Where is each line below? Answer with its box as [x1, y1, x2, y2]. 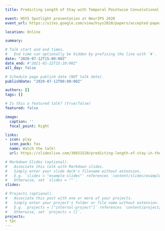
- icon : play [5, 137, 32, 142]
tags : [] [5, 92, 23, 97]
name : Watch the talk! [9, 146, 56, 151]
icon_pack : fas [9, 142, 41, 147]
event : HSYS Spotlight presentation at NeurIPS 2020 [5, 16, 115, 21]
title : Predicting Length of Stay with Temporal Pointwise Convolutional [5, 7, 160, 12]
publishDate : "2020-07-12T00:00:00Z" [5, 79, 82, 84]
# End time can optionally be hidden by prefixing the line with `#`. [5, 52, 157, 57]
